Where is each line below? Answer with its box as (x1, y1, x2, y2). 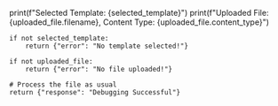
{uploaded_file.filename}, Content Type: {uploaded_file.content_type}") (9, 17, 269, 27)
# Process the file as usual (9, 80, 117, 89)
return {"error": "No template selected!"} (25, 42, 189, 50)
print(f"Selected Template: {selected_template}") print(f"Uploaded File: (9, 8, 269, 18)
